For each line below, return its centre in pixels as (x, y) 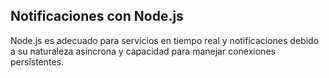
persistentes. (37, 61)
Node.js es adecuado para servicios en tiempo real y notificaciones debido (165, 40)
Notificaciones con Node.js (97, 16)
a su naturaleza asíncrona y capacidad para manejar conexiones (143, 51)
